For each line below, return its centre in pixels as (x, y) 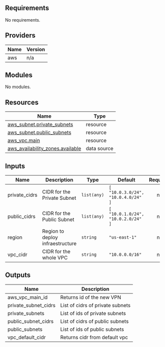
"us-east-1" (123, 237)
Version (36, 49)
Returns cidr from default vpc (94, 337)
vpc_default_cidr (27, 337)
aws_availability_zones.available (44, 149)
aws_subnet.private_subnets (41, 125)
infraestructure (59, 244)
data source (100, 149)
